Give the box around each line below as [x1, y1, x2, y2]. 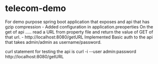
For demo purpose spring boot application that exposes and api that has [5, 19, 150, 25]
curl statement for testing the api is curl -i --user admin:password [5, 49, 137, 54]
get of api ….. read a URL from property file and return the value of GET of [5, 29, 153, 35]
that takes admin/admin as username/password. [5, 39, 102, 45]
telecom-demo [5, 3, 67, 14]
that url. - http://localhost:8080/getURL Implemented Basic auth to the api [5, 34, 153, 40]
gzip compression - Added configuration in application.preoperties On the [5, 24, 153, 29]
